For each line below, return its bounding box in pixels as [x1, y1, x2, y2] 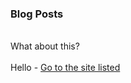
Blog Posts [10, 7, 64, 21]
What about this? [10, 40, 80, 52]
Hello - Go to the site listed [10, 62, 121, 74]
